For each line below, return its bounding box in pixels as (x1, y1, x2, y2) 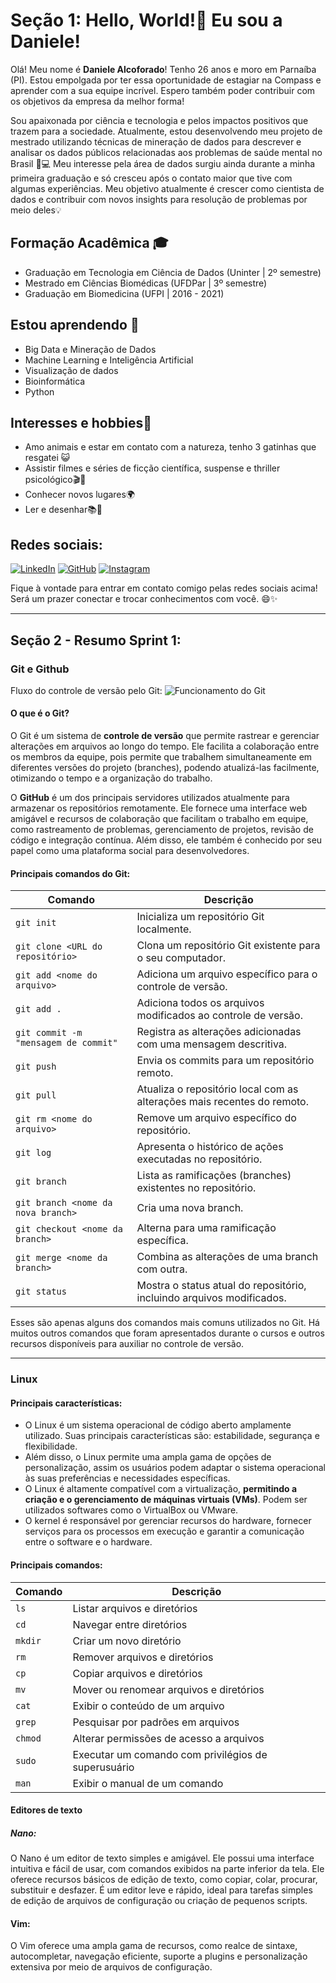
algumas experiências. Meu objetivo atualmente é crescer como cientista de (10, 182, 325, 194)
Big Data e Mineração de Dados (24, 343, 157, 355)
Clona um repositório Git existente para (136, 939, 321, 953)
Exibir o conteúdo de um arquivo (72, 1699, 225, 1713)
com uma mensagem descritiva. (136, 1037, 288, 1051)
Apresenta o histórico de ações (136, 1140, 284, 1154)
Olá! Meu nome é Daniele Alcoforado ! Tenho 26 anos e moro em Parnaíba (10, 63, 317, 75)
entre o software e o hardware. (24, 1536, 153, 1548)
